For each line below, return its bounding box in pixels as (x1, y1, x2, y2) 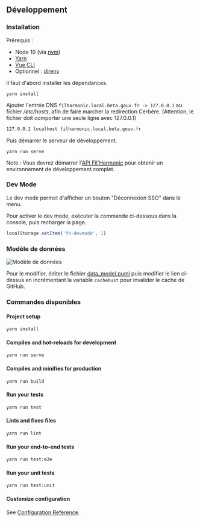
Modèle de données (6, 244, 66, 253)
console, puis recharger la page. (6, 218, 87, 225)
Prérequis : (6, 36, 33, 44)
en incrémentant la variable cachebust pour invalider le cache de (25, 277, 185, 284)
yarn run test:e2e (6, 456, 52, 463)
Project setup (6, 313, 41, 320)
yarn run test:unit (6, 482, 55, 489)
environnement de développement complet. (6, 165, 115, 172)
